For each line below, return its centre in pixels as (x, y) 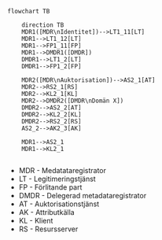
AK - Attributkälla (47, 212)
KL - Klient (36, 221)
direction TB (43, 25)
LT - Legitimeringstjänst (57, 179)
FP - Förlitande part (50, 187)
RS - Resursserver (48, 229)
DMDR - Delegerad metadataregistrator (83, 196)
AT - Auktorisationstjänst (59, 204)
